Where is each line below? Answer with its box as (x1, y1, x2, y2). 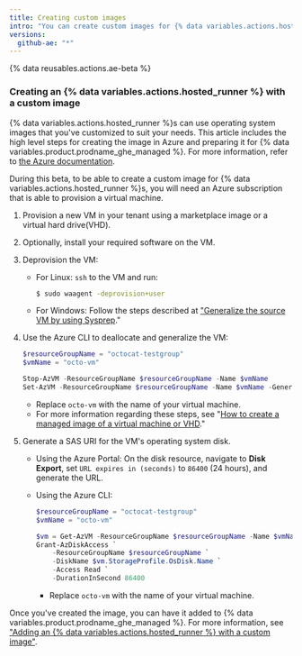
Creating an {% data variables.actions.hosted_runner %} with (9, 86, 286, 98)
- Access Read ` (52, 565, 110, 575)
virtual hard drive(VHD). (22, 219, 111, 230)
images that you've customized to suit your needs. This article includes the (9, 127, 287, 138)
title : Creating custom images (9, 13, 127, 23)
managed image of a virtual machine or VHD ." (35, 418, 206, 429)
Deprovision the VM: (22, 254, 99, 265)
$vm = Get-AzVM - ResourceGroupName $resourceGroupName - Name (35, 532, 270, 541)
